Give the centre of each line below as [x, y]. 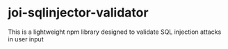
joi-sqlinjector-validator [78, 13]
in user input [26, 39]
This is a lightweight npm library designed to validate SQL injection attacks [115, 32]
